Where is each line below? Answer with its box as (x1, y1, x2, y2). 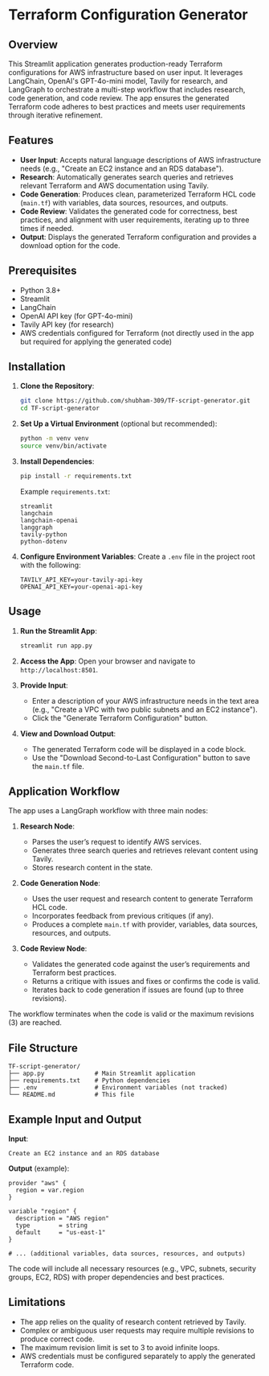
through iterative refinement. (8, 110, 103, 120)
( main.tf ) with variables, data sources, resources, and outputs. (19, 197, 229, 207)
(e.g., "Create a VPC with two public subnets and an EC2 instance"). (31, 705, 259, 714)
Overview (8, 38, 59, 52)
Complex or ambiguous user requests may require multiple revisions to (19, 1325, 255, 1335)
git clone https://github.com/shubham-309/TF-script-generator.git (19, 397, 251, 405)
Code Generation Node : (19, 878, 100, 888)
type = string (15, 1221, 88, 1229)
